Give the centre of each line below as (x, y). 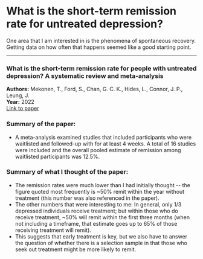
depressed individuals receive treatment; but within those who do (96, 211)
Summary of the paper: (41, 124)
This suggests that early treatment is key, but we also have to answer (101, 236)
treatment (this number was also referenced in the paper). (87, 198)
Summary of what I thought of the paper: (67, 172)
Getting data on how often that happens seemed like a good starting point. (99, 47)
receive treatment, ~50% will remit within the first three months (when (102, 217)
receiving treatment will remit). (53, 230)
